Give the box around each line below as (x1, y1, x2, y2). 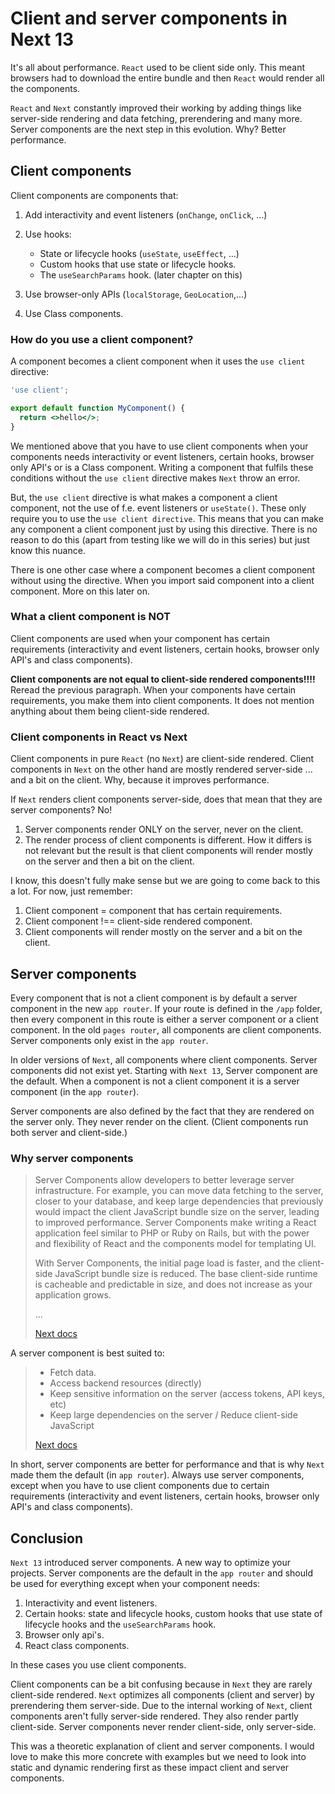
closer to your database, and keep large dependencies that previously (34, 1195, 324, 1207)
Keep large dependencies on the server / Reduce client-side (49, 1409, 298, 1421)
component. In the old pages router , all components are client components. (10, 1023, 322, 1036)
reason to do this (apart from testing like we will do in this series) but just (10, 533, 310, 546)
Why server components (10, 1151, 134, 1165)
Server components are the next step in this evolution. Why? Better (10, 123, 287, 135)
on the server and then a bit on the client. (24, 855, 195, 867)
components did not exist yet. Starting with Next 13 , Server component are (10, 1064, 318, 1076)
